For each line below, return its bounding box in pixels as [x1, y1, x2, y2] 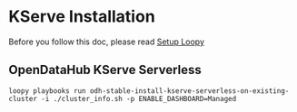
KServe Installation [8, 6, 155, 27]
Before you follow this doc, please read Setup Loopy [8, 36, 205, 47]
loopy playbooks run [8, 86, 87, 96]
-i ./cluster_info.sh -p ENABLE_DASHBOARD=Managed [41, 94, 237, 103]
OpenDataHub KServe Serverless [8, 62, 202, 78]
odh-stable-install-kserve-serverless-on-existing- [89, 86, 290, 96]
